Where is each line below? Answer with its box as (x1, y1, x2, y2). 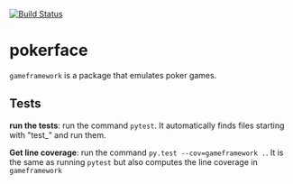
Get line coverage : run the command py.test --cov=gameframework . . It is (9, 147, 284, 158)
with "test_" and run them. (9, 129, 106, 140)
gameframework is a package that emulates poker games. (9, 69, 217, 80)
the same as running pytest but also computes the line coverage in (9, 156, 259, 167)
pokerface (9, 41, 88, 60)
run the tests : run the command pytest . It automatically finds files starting (9, 120, 285, 131)
